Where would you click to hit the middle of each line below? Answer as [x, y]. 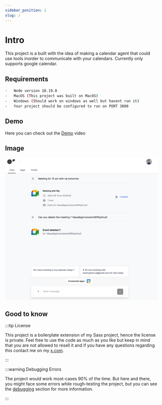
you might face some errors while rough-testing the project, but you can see [81, 384]
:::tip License [18, 326]
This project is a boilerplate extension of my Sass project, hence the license [80, 335]
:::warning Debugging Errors [33, 370]
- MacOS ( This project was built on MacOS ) [52, 96]
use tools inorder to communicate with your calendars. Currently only [74, 59]
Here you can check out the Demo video [45, 133]
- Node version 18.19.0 [31, 91]
